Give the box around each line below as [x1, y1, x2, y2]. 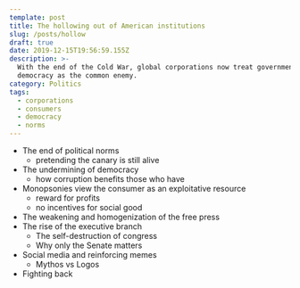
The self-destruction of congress [35, 231, 158, 241]
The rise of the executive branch [21, 221, 143, 232]
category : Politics [9, 79, 82, 88]
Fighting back [21, 268, 73, 279]
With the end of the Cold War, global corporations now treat [17, 63, 254, 72]
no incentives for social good [35, 202, 143, 212]
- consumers [17, 104, 62, 113]
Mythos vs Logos [35, 259, 100, 269]
